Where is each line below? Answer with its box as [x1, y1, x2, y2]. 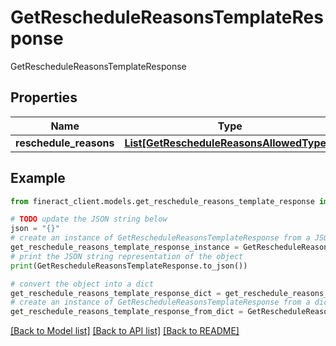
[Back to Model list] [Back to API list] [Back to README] [10, 325, 240, 337]
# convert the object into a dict [10, 279, 155, 289]
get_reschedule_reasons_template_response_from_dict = [10, 307, 244, 317]
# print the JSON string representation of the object [10, 251, 244, 261]
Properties [10, 89, 78, 106]
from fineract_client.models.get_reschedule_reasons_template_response [10, 196, 315, 206]
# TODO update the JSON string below [10, 214, 168, 225]
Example [10, 170, 66, 187]
